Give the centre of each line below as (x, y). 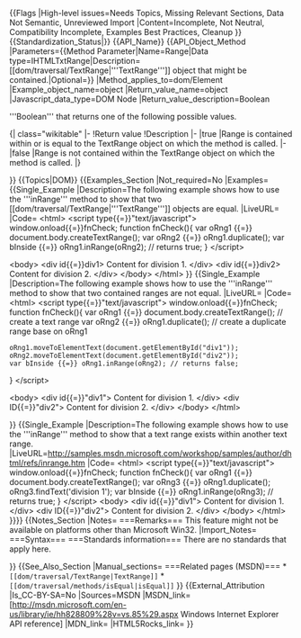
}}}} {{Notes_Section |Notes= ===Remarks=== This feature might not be (144, 520)
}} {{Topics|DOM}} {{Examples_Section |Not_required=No (116, 180)
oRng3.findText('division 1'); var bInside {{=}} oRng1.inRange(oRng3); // (142, 491)
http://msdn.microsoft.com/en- (70, 605)
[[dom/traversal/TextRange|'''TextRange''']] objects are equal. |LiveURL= (145, 209)
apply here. (30, 549)
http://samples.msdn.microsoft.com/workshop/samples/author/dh (170, 453)
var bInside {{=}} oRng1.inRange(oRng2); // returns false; (124, 364)
